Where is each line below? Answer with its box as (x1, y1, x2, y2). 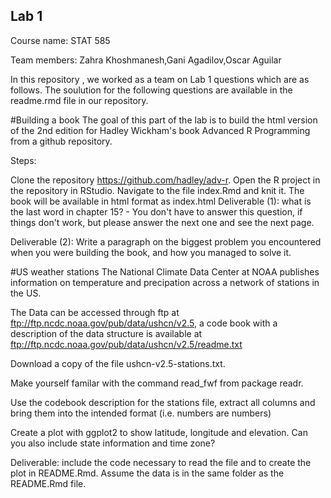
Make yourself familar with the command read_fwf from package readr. (10, 377, 304, 389)
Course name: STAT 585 (10, 34, 111, 46)
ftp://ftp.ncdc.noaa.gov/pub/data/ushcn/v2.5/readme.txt (10, 338, 243, 350)
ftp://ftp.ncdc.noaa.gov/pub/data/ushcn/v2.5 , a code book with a (10, 317, 278, 329)
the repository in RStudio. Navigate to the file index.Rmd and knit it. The (10, 184, 305, 196)
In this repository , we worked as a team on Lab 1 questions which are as (10, 73, 310, 85)
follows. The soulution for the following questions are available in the (10, 84, 293, 96)
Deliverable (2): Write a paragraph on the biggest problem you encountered (10, 235, 322, 248)
